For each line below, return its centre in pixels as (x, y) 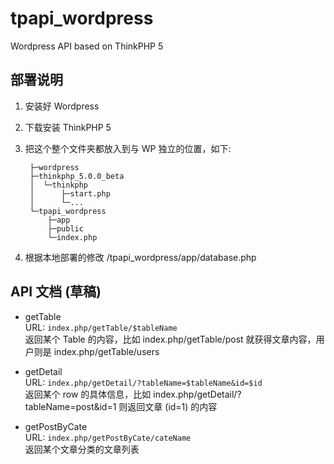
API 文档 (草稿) (56, 292)
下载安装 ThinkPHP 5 (68, 127)
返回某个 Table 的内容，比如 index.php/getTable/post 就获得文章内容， (170, 339)
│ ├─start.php (70, 193)
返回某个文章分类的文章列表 (82, 449)
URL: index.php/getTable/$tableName (101, 327)
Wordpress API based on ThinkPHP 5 (87, 46)
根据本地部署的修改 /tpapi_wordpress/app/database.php (140, 257)
